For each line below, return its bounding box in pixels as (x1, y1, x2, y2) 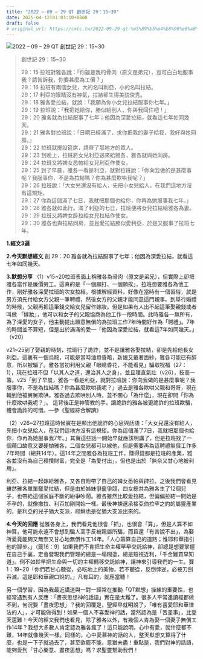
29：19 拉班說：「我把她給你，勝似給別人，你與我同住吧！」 (21, 106, 170, 113)
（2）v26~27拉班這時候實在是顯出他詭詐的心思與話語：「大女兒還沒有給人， (6, 419, 195, 427)
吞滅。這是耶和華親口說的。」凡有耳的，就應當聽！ (6, 573, 131, 581)
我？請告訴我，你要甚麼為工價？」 (21, 76, 106, 83)
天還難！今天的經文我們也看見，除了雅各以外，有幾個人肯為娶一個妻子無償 (6, 616, 192, 623)
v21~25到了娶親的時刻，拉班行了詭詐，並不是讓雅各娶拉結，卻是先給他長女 (6, 346, 194, 354)
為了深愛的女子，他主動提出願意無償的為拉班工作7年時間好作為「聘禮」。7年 (6, 318, 195, 326)
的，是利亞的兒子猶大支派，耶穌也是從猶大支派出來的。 (6, 508, 144, 515)
